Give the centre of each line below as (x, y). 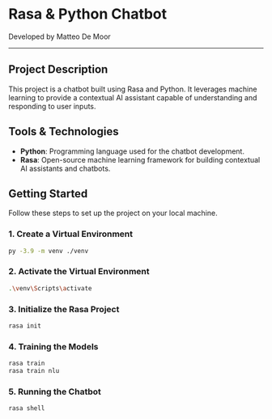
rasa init (25, 326)
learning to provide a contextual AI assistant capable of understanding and (133, 97)
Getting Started (48, 194)
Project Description (58, 70)
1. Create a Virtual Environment (71, 234)
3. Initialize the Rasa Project (64, 309)
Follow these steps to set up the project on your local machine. (113, 213)
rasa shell (27, 408)
